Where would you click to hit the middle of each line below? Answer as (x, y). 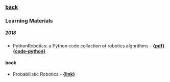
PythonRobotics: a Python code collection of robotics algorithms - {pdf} (89, 46)
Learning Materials (29, 20)
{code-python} (29, 51)
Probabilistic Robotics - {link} (44, 74)
